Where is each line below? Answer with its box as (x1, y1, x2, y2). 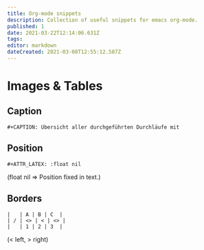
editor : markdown (7, 42, 57, 49)
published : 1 (7, 23, 45, 30)
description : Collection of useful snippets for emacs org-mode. (7, 17, 198, 23)
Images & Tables (7, 79, 103, 94)
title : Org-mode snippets (7, 10, 81, 17)
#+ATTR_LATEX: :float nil (7, 160, 81, 167)
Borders (7, 193, 43, 205)
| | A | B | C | (7, 211, 63, 218)
